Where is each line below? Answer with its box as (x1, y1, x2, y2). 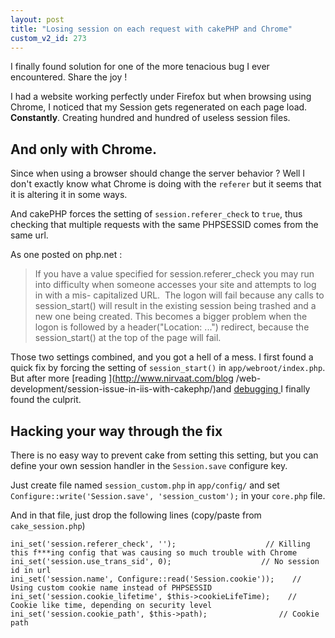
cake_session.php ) (10, 520, 86, 531)
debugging (233, 383, 279, 395)
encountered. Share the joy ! (10, 71, 128, 83)
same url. (10, 229, 49, 241)
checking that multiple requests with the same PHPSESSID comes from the (10, 219, 319, 231)
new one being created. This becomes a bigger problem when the (34, 311, 308, 323)
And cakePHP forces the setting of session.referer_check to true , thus (10, 208, 303, 220)
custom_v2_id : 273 (10, 33, 87, 43)
